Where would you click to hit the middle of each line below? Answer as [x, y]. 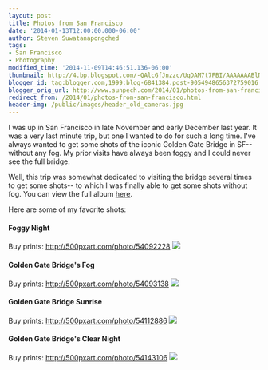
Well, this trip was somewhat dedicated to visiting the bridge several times [130, 177]
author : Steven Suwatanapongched [64, 38]
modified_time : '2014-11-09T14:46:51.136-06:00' [91, 68]
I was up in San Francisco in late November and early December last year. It [133, 128]
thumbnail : [26, 75]
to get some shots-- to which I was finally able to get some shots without [128, 185]
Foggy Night [29, 228]
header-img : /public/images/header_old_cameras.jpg [96, 105]
